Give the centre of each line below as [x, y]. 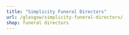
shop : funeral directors [38, 23]
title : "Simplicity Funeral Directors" [57, 12]
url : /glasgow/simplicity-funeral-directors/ [64, 17]
